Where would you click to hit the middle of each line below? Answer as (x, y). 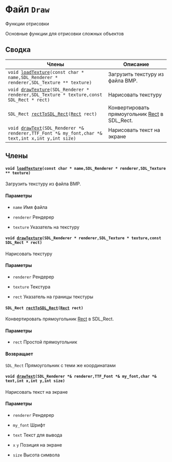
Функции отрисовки (27, 24)
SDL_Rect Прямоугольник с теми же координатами (61, 365)
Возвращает (19, 354)
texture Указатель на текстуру (46, 227)
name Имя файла (30, 207)
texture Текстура (31, 286)
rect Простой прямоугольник (45, 342)
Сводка (18, 50)
